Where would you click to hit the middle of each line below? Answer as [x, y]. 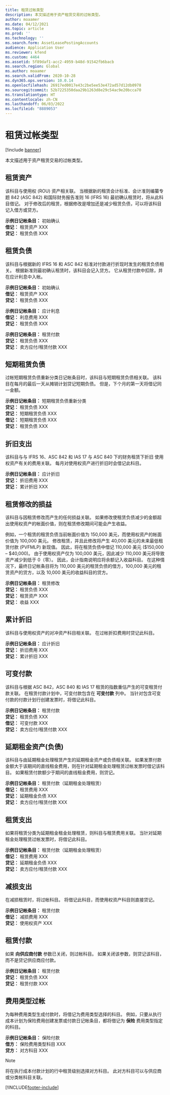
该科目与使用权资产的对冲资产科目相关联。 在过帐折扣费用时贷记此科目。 [81, 633]
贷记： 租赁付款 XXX [27, 984]
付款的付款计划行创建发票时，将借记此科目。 [52, 699]
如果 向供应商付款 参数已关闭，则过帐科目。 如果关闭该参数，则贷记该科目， [85, 954]
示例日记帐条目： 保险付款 [32, 1038]
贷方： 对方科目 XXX [27, 1050]
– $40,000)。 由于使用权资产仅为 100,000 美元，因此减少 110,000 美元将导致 [85, 553]
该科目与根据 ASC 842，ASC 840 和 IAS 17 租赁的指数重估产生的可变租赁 [82, 687]
